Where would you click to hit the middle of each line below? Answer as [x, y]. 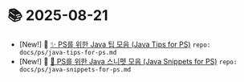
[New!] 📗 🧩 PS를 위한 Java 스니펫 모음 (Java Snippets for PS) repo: [128, 61]
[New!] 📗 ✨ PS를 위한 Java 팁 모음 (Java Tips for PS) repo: [115, 44]
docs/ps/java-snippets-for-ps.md [75, 69]
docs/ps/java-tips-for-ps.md [68, 52]
